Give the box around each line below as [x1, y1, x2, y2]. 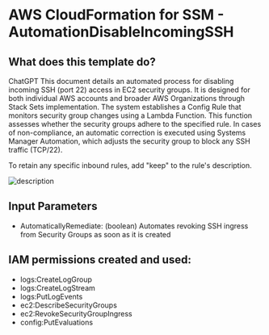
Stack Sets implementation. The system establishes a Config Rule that [8, 103, 242, 111]
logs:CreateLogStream [19, 283, 95, 292]
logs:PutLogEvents [19, 291, 83, 301]
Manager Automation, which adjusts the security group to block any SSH [8, 136, 250, 146]
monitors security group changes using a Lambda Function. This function [8, 111, 253, 120]
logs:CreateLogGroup [19, 274, 93, 284]
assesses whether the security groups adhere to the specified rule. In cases [8, 119, 262, 128]
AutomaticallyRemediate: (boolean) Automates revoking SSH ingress [19, 220, 249, 231]
